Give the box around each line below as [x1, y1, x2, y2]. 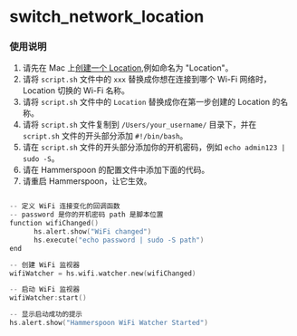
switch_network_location [9, 6, 205, 27]
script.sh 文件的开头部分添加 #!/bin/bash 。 [22, 130, 188, 141]
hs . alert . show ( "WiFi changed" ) [33, 227, 152, 236]
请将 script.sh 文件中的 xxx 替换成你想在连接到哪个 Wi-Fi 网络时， [22, 74, 272, 85]
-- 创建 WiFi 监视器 [9, 260, 80, 269]
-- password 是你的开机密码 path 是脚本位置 [9, 210, 164, 219]
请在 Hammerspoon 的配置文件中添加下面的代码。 [22, 165, 210, 176]
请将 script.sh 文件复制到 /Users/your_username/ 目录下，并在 [22, 120, 257, 130]
